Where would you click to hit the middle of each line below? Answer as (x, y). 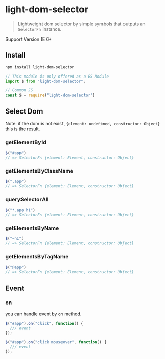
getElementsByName (32, 228)
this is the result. (23, 129)
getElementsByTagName (37, 257)
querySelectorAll (27, 199)
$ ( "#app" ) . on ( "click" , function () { (44, 323)
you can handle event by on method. (44, 314)
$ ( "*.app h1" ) (20, 210)
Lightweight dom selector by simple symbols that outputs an (81, 24)
